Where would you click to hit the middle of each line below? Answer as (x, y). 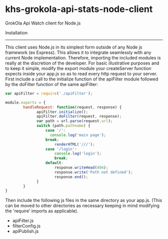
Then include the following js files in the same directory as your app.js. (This (84, 200)
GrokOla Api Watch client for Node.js (43, 23)
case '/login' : (61, 149)
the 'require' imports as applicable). (42, 211)
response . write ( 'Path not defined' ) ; (94, 172)
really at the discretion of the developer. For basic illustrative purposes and (82, 63)
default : (54, 163)
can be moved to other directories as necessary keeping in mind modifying (82, 205)
